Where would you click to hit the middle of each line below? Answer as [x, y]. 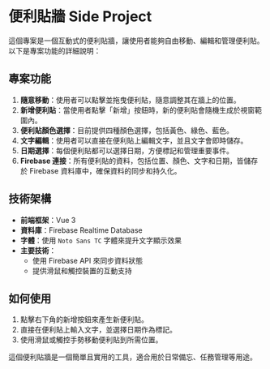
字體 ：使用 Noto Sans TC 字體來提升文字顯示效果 [101, 240]
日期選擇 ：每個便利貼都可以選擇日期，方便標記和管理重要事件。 [126, 150]
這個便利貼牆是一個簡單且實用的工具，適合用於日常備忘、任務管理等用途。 [133, 357]
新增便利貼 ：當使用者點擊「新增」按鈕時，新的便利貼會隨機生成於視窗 [137, 109]
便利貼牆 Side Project [80, 17]
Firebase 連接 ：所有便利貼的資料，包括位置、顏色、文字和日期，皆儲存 [139, 161]
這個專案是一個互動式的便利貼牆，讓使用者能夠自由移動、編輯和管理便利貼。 [136, 41]
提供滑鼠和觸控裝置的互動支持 [82, 270]
